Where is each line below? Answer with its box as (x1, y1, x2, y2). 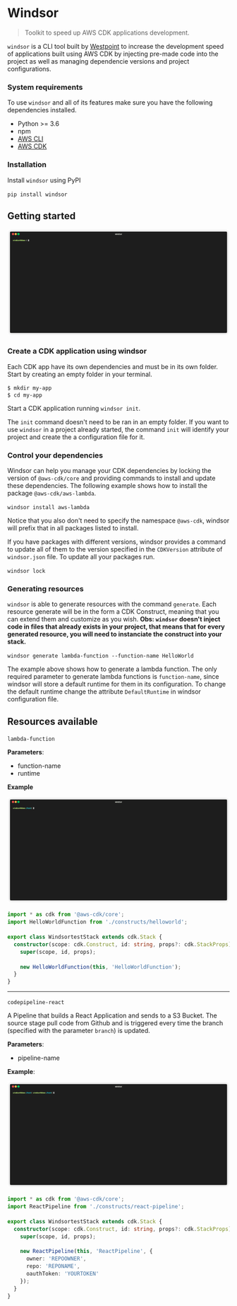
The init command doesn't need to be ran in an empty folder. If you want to (7, 417, 229, 426)
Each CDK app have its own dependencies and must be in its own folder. (7, 362, 219, 371)
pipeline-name (17, 1054, 60, 1062)
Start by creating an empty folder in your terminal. (7, 370, 153, 378)
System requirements (7, 82, 83, 92)
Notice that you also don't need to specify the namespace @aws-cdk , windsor (7, 516, 230, 525)
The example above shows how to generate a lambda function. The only (7, 665, 217, 673)
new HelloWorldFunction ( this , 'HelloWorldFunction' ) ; (20, 963, 181, 970)
